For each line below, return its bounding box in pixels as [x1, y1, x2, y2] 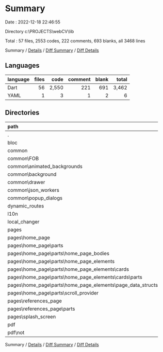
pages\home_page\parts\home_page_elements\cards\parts [7, 274, 143, 280]
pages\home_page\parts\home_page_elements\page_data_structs [7, 281, 158, 288]
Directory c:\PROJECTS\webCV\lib [5, 28, 74, 34]
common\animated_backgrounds [7, 163, 82, 169]
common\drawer [7, 179, 45, 185]
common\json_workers [7, 186, 60, 193]
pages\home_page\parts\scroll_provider [7, 289, 98, 296]
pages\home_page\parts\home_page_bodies [7, 250, 110, 257]
